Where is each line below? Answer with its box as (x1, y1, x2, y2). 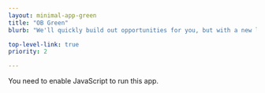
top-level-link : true (8, 40, 80, 48)
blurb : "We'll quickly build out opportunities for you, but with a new (8, 26, 252, 34)
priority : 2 (8, 48, 47, 56)
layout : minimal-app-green (8, 11, 97, 20)
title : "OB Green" (8, 19, 69, 27)
